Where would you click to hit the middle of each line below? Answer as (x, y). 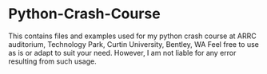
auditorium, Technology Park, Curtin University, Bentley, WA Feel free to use (134, 44)
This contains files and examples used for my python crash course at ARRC (133, 36)
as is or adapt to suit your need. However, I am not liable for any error (122, 53)
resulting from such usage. (53, 61)
